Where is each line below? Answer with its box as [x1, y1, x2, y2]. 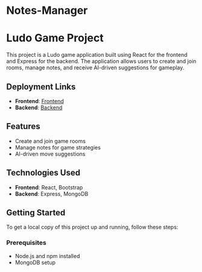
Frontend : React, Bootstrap [14, 183, 83, 191]
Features [6, 121, 40, 131]
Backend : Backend [14, 104, 63, 111]
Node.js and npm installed [14, 252, 80, 259]
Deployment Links [6, 81, 76, 92]
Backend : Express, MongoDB [14, 190, 89, 197]
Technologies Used [6, 168, 80, 178]
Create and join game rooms [14, 137, 86, 145]
